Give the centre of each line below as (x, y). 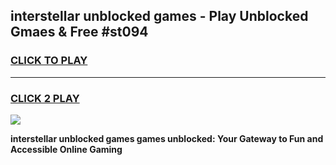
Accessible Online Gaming (66, 149)
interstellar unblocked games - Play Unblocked (159, 16)
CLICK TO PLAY (49, 61)
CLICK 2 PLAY (45, 98)
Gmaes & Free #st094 (79, 32)
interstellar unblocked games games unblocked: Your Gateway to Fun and (167, 138)
